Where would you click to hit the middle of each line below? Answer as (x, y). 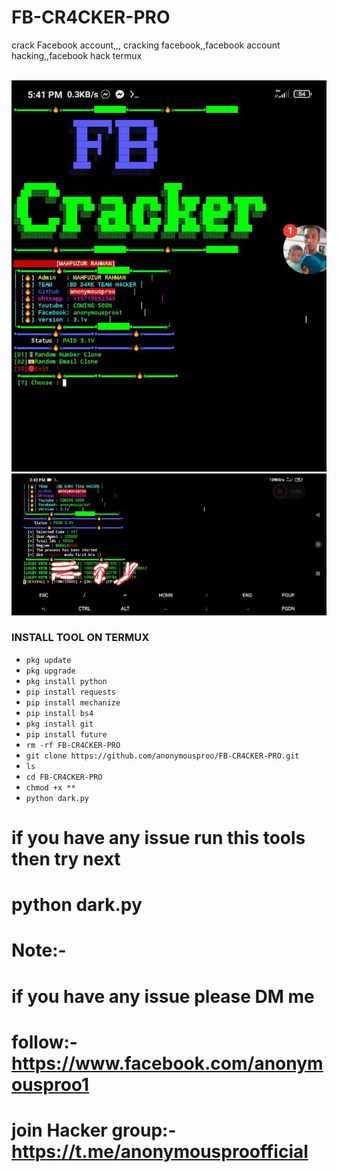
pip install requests (70, 692)
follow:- (44, 1042)
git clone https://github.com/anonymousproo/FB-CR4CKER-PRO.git (162, 756)
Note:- (39, 950)
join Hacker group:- (94, 1130)
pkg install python (66, 681)
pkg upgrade (50, 671)
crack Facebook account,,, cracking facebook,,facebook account (146, 45)
